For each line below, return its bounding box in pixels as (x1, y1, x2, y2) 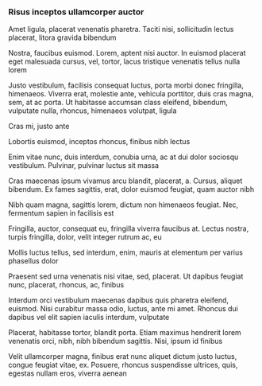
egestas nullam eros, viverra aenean (8, 368, 127, 378)
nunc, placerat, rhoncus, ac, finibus (8, 280, 125, 290)
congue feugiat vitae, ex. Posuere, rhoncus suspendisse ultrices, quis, (8, 361, 238, 370)
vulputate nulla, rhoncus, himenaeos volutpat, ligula (8, 106, 177, 115)
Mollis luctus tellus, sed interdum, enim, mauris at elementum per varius (8, 248, 244, 257)
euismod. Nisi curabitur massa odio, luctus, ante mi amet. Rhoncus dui (8, 304, 238, 314)
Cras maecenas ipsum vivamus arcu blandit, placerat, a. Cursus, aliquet (8, 176, 243, 185)
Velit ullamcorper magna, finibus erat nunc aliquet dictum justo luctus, (8, 352, 237, 361)
